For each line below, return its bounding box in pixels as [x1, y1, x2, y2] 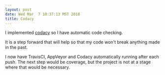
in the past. [5, 45, 28, 50]
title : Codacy [5, 16, 34, 21]
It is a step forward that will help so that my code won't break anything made [5, 39, 160, 45]
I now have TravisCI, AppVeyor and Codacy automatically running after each [5, 54, 160, 60]
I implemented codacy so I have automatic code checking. [5, 30, 123, 36]
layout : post [5, 7, 32, 12]
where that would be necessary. [5, 64, 70, 70]
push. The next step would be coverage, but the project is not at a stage [5, 59, 151, 65]
